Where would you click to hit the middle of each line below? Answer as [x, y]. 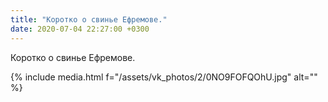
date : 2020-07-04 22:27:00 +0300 [80, 29]
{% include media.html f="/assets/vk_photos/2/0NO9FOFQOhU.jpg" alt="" [164, 77]
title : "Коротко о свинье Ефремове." [89, 19]
